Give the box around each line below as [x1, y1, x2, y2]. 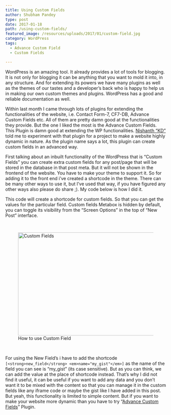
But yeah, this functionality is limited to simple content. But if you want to [5, 393, 159, 399]
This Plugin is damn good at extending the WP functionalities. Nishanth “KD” [5, 127, 166, 133]
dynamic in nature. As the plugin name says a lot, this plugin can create [5, 138, 156, 144]
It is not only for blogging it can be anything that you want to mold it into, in [5, 74, 163, 80]
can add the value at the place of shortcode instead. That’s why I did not [5, 371, 157, 377]
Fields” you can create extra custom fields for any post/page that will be [5, 159, 157, 165]
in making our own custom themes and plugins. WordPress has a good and [5, 90, 163, 96]
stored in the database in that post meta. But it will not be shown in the [5, 164, 154, 170]
